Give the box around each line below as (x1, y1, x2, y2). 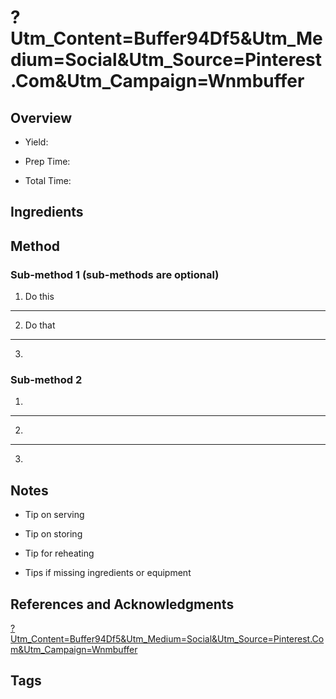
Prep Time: (24, 156, 71, 167)
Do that (24, 319, 56, 331)
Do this (24, 291, 55, 303)
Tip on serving (24, 509, 85, 521)
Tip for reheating (24, 547, 95, 560)
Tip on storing (24, 528, 83, 540)
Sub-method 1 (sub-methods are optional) (10, 267, 220, 281)
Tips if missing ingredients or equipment (24, 567, 192, 579)
